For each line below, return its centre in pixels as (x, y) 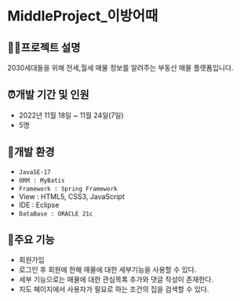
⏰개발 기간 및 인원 (48, 95)
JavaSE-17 (35, 172)
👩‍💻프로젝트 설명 (44, 47)
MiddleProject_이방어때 (83, 16)
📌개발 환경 (31, 152)
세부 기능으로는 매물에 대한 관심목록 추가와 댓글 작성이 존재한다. (116, 280)
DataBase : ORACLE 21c (56, 214)
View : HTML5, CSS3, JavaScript (71, 196)
